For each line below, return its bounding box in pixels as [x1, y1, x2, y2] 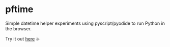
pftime [5, 4, 34, 15]
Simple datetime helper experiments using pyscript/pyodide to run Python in [5, 20, 165, 26]
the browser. [5, 25, 32, 31]
